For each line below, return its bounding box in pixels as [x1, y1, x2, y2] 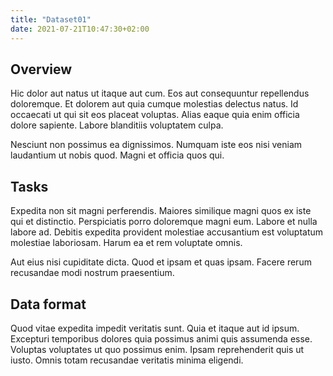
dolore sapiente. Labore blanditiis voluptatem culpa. [10, 119, 224, 131]
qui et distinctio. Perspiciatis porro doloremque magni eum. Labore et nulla [10, 216, 318, 228]
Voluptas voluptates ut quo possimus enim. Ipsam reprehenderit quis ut [10, 343, 305, 355]
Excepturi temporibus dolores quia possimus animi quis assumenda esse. [10, 332, 313, 345]
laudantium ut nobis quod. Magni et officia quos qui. [10, 149, 225, 161]
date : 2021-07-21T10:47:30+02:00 [10, 24, 150, 34]
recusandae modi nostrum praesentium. [10, 267, 175, 279]
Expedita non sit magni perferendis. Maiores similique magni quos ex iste [10, 205, 312, 217]
